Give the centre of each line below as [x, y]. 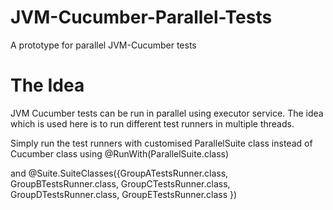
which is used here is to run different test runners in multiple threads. [152, 123]
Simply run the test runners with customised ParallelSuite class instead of [161, 143]
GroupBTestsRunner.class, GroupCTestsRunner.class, [120, 183]
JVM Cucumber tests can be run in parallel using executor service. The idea [167, 113]
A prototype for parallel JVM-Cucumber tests [103, 45]
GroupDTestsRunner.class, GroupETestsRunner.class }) [124, 194]
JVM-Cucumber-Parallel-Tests [141, 17]
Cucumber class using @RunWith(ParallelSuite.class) [120, 153]
